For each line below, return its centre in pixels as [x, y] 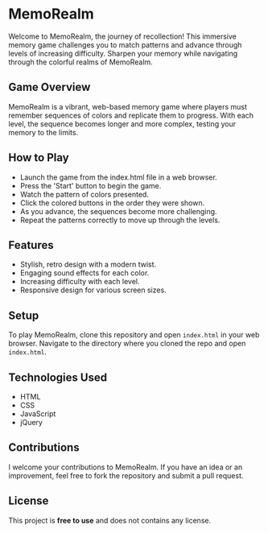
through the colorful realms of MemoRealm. [80, 62]
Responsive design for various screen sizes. [93, 290]
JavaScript [38, 414]
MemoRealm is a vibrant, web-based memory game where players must [128, 106]
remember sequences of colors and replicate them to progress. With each [131, 115]
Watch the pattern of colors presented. [84, 194]
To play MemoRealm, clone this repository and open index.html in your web [134, 335]
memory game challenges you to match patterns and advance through [125, 44]
